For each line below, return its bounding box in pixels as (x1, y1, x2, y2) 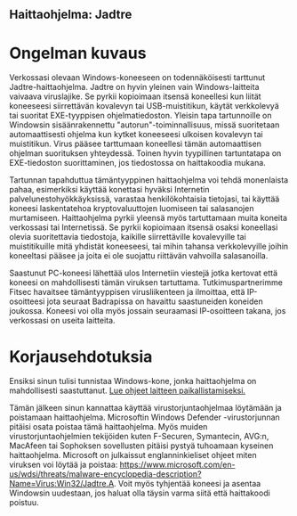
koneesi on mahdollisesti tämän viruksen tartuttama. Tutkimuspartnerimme (9, 277, 283, 288)
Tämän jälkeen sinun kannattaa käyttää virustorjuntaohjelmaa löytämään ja (9, 403, 282, 414)
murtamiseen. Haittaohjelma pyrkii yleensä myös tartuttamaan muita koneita (9, 213, 287, 224)
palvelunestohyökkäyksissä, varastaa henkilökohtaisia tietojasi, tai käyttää (9, 193, 280, 204)
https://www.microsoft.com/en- (119, 459, 236, 471)
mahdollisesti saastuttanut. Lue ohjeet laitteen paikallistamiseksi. (9, 385, 246, 396)
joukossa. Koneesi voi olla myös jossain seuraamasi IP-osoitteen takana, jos (9, 306, 286, 316)
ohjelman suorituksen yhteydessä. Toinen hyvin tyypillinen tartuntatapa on (9, 148, 282, 159)
